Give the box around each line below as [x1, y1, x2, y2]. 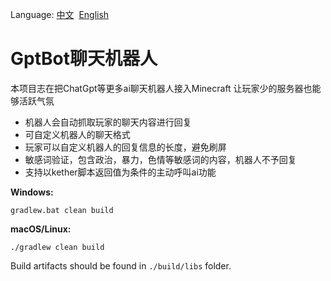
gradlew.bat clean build [10, 205, 114, 215]
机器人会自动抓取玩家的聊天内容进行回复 [24, 116, 192, 128]
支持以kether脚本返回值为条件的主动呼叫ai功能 [24, 166, 217, 178]
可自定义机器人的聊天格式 [24, 128, 131, 140]
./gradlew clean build [10, 242, 105, 252]
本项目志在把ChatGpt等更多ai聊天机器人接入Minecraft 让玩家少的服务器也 [10, 82, 313, 94]
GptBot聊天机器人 [10, 48, 158, 70]
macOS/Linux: [10, 223, 72, 235]
